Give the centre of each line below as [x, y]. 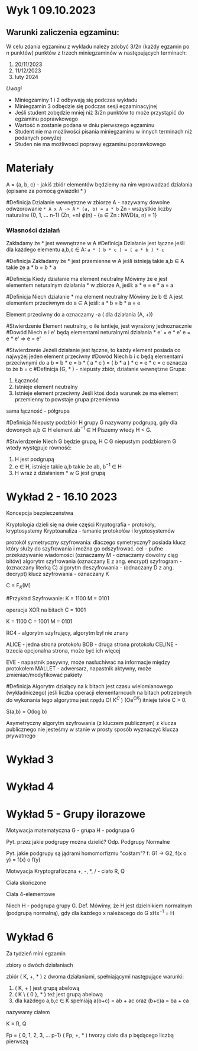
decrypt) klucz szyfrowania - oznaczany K [58, 574]
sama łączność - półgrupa [38, 411]
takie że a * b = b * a [31, 267]
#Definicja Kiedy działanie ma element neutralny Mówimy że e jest [87, 279]
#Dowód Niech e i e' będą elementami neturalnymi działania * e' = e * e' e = [98, 333]
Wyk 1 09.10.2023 [51, 10]
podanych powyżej [38, 138]
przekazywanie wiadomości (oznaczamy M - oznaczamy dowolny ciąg [92, 555]
